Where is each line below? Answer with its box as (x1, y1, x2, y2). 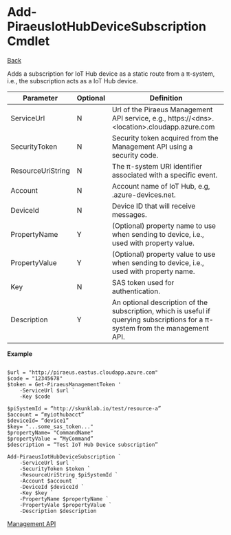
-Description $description (19, 507, 97, 514)
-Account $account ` (19, 477, 78, 484)
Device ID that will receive (111, 201, 196, 211)
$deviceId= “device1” (7, 417, 69, 424)
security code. (111, 150, 159, 160)
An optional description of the (111, 297, 208, 307)
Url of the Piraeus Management (111, 105, 213, 114)
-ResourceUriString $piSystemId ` (19, 471, 118, 479)
